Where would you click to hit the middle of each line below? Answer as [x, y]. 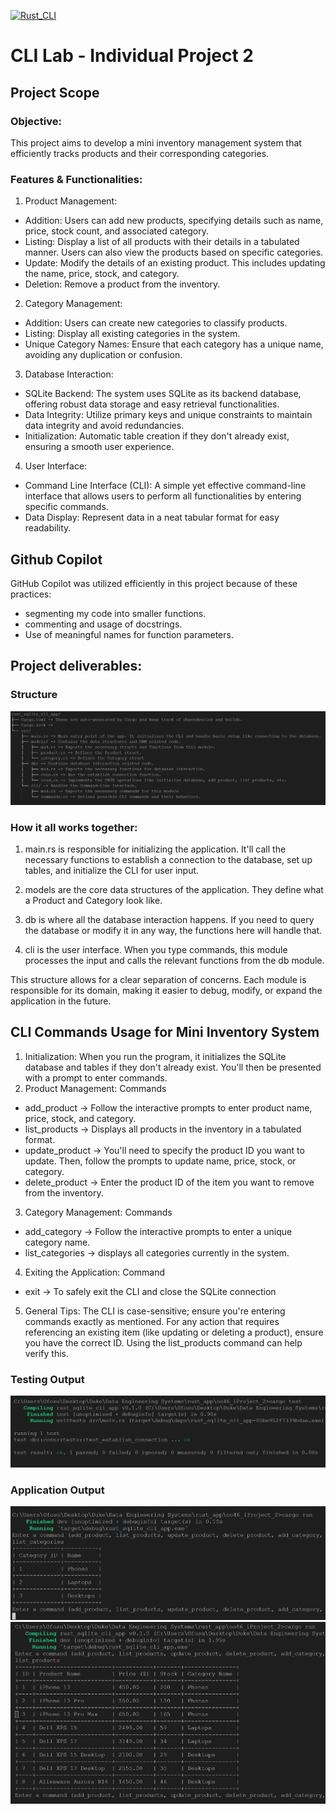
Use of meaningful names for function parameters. [129, 634]
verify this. [47, 1353]
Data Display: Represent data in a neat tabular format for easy [152, 517]
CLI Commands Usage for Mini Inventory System [165, 1032]
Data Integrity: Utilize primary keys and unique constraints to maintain [168, 415]
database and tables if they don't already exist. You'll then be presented [173, 1067]
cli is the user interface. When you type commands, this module [156, 950]
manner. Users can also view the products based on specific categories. [174, 252]
